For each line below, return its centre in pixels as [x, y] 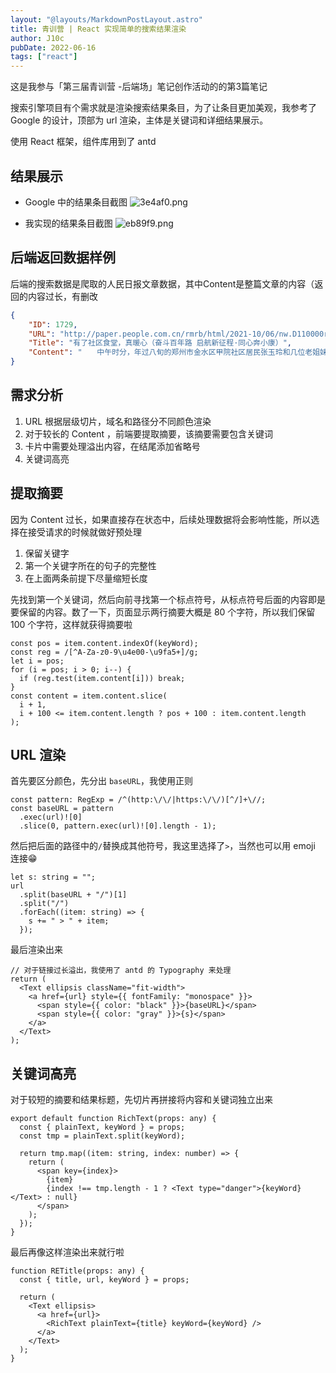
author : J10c [37, 38]
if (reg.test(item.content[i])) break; [102, 678]
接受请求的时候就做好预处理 [84, 532]
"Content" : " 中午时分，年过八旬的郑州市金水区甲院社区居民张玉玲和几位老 [170, 352]
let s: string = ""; [53, 877]
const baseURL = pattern [62, 809]
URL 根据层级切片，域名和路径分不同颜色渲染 [118, 421]
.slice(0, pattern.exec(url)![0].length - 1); [118, 826]
